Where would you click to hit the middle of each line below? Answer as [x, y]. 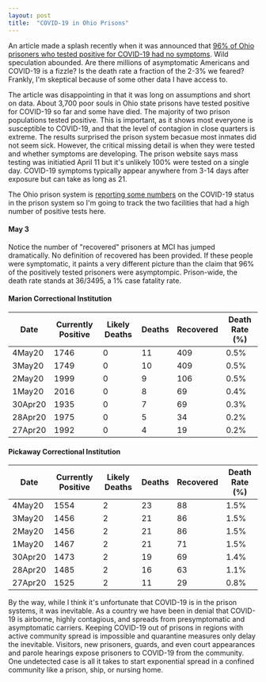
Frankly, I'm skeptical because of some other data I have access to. [118, 79]
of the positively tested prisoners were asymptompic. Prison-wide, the [123, 272]
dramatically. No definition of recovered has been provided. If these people [131, 255]
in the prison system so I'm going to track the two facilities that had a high [129, 202]
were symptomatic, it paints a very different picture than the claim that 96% [131, 263]
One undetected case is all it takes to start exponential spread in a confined [131, 661]
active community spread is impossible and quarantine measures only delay [132, 636]
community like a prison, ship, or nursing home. [86, 670]
